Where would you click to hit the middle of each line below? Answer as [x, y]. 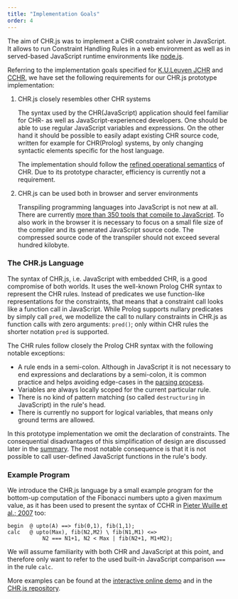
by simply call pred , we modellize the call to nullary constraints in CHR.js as [117, 316]
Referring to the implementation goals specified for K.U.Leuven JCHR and [115, 70]
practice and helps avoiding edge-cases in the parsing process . [111, 382]
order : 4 [20, 21]
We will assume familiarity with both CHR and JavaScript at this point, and [115, 552]
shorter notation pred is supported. [58, 331]
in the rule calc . [30, 567]
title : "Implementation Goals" [54, 14]
